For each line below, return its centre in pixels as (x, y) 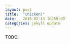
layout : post (18, 10)
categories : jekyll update (33, 23)
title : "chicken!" (25, 14)
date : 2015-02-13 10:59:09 (35, 19)
